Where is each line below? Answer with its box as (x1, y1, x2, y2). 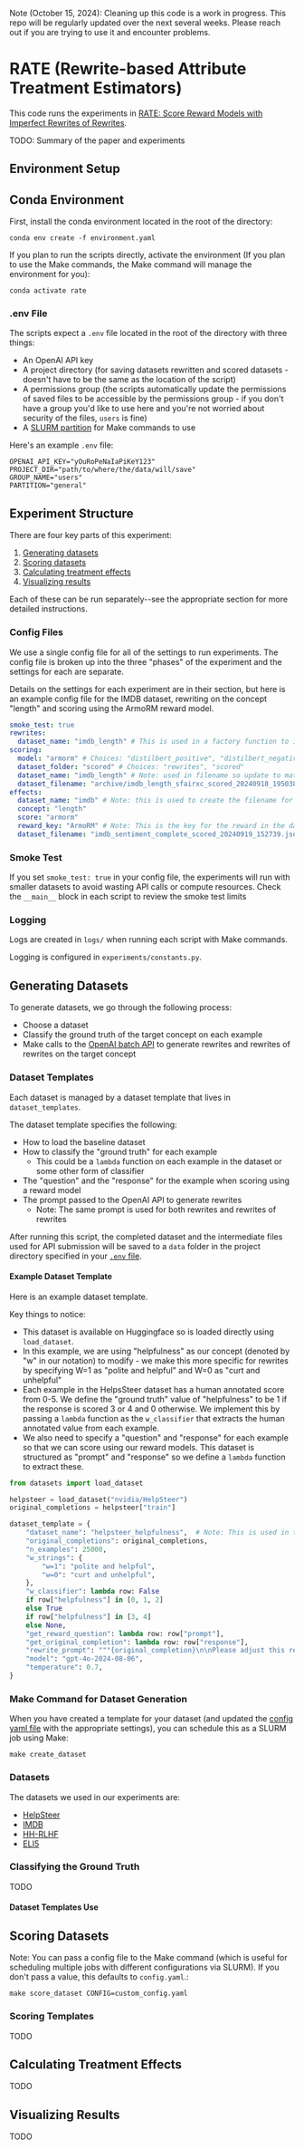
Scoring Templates (9, 2010, 95, 2023)
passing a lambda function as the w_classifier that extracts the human (22, 1412, 285, 1423)
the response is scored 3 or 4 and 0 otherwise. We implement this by (22, 1403, 280, 1414)
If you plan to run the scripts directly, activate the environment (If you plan (9, 249, 286, 261)
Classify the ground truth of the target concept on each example (22, 1029, 263, 1040)
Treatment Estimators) (9, 78, 183, 99)
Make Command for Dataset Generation (9, 1692, 188, 1705)
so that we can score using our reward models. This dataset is (22, 1441, 255, 1452)
